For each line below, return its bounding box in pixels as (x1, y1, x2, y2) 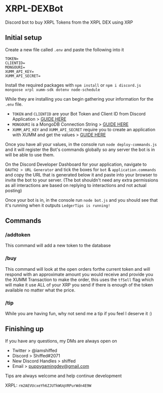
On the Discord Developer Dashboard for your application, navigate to (5, 161, 147, 167)
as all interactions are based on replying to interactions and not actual (5, 182, 147, 188)
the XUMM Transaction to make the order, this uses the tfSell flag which (5, 277, 154, 283)
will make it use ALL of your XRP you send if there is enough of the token (5, 282, 153, 287)
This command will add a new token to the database (5, 243, 111, 249)
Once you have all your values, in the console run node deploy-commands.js (5, 141, 157, 147)
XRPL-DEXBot (5, 3, 64, 14)
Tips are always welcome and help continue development (5, 373, 122, 379)
